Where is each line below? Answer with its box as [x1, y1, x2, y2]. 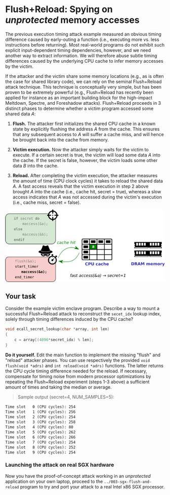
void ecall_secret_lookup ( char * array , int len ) [5, 326, 110, 332]
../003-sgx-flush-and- [104, 479, 152, 484]
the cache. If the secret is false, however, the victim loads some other [12, 157, 158, 163]
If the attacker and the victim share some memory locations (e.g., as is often [5, 73, 164, 79]
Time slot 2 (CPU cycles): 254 [5, 414, 76, 420]
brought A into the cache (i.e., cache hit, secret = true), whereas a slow [12, 188, 161, 194]
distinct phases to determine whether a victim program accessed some [5, 105, 154, 111]
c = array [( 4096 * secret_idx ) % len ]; [14, 337, 94, 342]
